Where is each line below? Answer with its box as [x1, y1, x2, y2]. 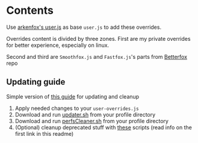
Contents [6, 4, 54, 17]
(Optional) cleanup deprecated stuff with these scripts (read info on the [14, 124, 193, 131]
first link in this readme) [14, 130, 74, 137]
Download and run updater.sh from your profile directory [14, 111, 156, 118]
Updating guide [6, 77, 66, 87]
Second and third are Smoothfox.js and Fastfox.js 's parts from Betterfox [6, 53, 188, 60]
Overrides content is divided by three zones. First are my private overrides [6, 35, 191, 42]
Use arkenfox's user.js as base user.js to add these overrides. [6, 23, 161, 31]
